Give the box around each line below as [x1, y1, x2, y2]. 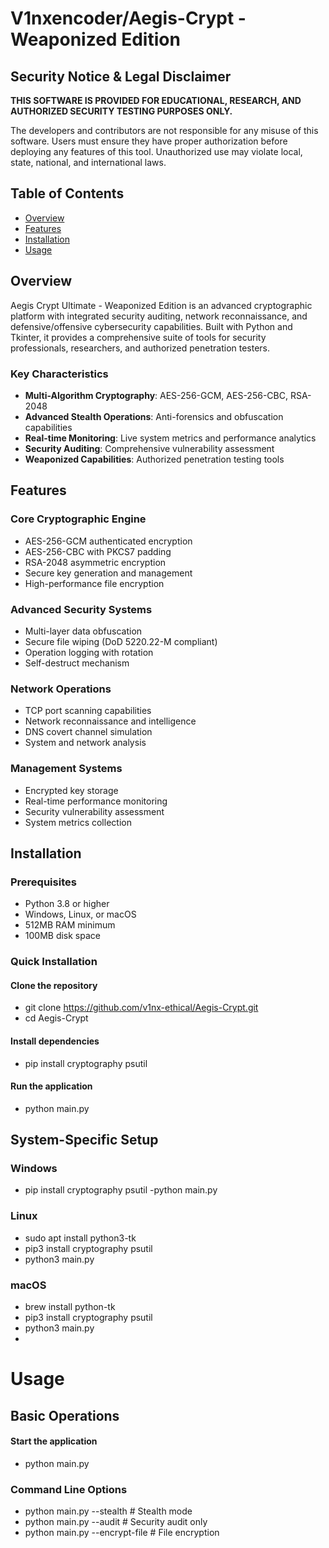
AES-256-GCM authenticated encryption [24, 535, 193, 547]
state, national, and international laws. [10, 157, 167, 168]
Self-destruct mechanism [24, 657, 130, 669]
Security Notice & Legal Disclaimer [10, 68, 232, 85]
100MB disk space [24, 930, 101, 942]
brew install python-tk [24, 1301, 116, 1312]
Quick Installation [10, 955, 98, 969]
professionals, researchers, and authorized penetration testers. [10, 342, 271, 354]
